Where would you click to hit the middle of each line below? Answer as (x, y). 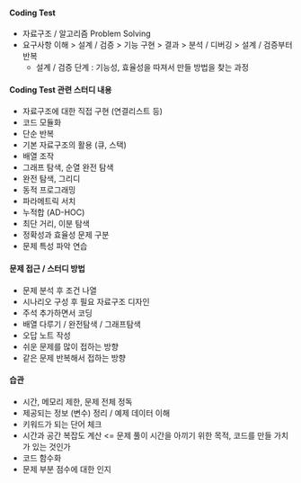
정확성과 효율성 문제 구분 (66, 235)
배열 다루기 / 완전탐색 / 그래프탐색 (81, 324)
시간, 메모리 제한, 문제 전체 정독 (77, 401)
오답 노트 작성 (46, 335)
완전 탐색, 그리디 (51, 179)
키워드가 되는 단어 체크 (62, 424)
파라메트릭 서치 (49, 201)
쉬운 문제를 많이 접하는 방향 (71, 346)
